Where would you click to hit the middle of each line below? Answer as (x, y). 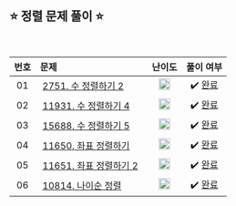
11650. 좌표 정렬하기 (86, 146)
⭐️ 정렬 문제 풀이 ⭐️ (57, 16)
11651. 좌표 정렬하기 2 (90, 166)
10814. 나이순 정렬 (82, 186)
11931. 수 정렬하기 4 (86, 106)
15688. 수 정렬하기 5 (86, 126)
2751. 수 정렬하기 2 (83, 87)
